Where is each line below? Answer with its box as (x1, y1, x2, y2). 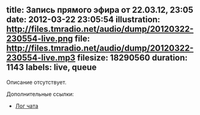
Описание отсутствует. (6, 78, 67, 86)
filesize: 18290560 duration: (77, 53, 188, 63)
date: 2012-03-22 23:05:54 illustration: (6, 15, 161, 25)
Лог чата (15, 102, 39, 109)
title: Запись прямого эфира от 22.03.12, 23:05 (6, 5, 194, 15)
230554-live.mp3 (6, 53, 76, 63)
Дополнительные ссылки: (6, 90, 75, 97)
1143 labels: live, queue (6, 62, 97, 73)
